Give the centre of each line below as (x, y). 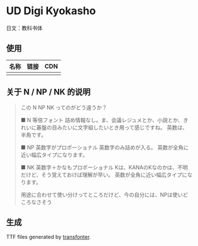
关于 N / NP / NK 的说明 (48, 92)
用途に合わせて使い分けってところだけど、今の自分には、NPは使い (102, 195)
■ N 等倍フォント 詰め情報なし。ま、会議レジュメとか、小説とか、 (102, 120)
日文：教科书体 (24, 28)
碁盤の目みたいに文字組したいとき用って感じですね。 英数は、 (112, 127)
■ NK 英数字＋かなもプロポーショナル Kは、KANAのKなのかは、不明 (104, 167)
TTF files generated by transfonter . (49, 237)
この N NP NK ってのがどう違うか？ (64, 107)
